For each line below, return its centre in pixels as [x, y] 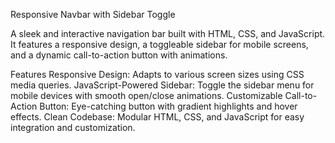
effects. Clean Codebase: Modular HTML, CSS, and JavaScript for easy [157, 117]
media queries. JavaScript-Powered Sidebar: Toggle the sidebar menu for [162, 85]
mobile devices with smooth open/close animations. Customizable [146, 95]
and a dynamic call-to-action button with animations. [119, 55]
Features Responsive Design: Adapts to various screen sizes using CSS [157, 74]
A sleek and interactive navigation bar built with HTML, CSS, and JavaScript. [168, 33]
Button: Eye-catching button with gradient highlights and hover [168, 106]
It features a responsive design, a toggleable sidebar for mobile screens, [159, 44]
